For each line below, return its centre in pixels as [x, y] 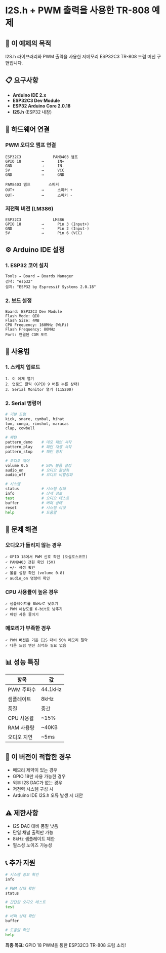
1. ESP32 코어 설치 [27, 266]
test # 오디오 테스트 [37, 498]
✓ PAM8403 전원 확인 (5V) [30, 562]
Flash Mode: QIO [22, 316]
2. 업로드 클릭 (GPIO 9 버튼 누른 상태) [43, 384]
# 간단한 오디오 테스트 [26, 902]
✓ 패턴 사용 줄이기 [22, 615]
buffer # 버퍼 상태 [34, 503]
